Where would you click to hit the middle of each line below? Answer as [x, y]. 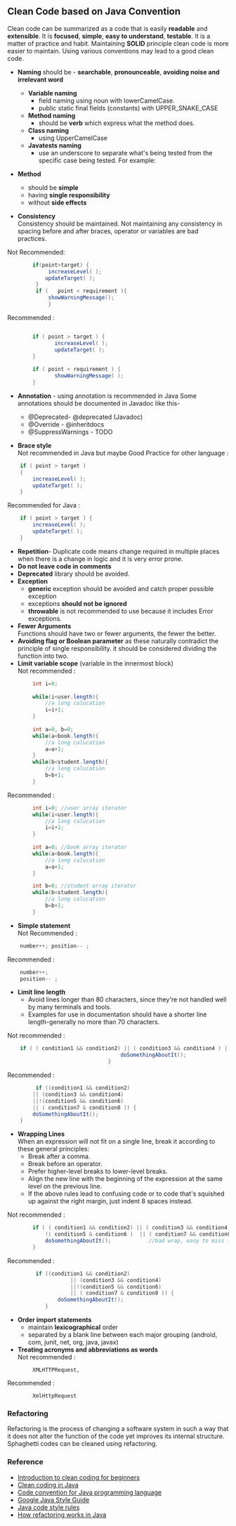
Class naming [48, 130]
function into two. [43, 656]
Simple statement [44, 925]
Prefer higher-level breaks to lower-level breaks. [98, 1171]
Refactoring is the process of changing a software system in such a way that [118, 1429]
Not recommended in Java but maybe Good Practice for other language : [123, 453]
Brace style [34, 445]
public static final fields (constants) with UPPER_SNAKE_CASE [128, 108]
